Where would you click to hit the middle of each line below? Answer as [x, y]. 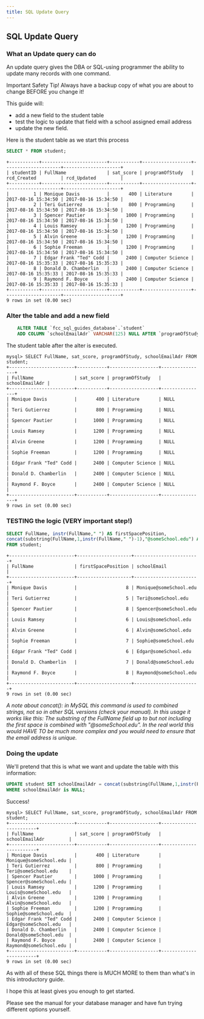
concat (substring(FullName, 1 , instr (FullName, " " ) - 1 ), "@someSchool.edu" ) [100, 539]
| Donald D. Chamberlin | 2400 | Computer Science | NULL [90, 474]
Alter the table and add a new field [58, 316]
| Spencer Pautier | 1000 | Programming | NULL [90, 421]
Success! [18, 802]
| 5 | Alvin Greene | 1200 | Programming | [100, 237]
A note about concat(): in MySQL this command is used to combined [92, 705]
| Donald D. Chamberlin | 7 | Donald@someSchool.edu [100, 662]
